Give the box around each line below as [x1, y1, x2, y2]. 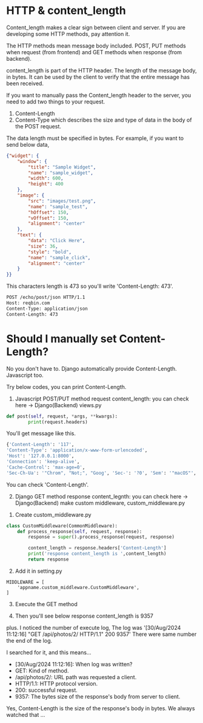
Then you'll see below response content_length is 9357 [15, 612, 153, 620]
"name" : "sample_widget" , [28, 170, 94, 176]
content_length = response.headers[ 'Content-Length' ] [28, 545, 167, 551]
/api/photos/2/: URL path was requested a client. [15, 673, 137, 680]
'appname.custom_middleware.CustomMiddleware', [17, 584, 139, 590]
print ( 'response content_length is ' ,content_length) [28, 551, 167, 557]
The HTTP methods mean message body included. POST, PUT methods [6, 42, 186, 49]
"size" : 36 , [28, 243, 59, 250]
